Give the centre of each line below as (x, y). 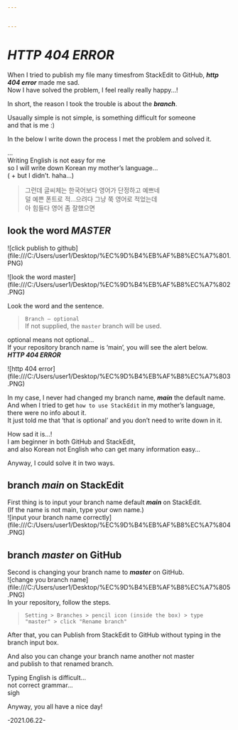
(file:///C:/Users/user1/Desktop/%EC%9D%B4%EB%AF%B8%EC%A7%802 (119, 284)
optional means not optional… (51, 340)
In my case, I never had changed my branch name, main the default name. (117, 397)
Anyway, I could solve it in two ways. (61, 463)
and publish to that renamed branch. (61, 664)
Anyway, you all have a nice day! (55, 706)
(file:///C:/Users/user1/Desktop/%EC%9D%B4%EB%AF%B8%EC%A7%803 (119, 376)
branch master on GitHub (65, 555)
